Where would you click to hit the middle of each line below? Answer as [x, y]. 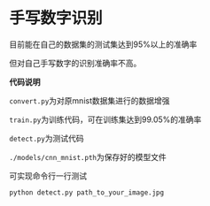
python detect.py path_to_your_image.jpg [87, 192]
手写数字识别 [56, 18]
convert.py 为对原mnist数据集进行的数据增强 [89, 100]
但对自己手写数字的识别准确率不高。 [75, 63]
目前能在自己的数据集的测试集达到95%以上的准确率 [103, 44]
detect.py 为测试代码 [47, 138]
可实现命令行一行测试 [48, 175]
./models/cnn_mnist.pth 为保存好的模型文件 [88, 156]
